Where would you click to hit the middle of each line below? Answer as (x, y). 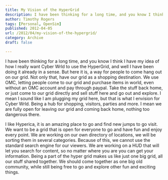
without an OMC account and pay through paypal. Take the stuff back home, (84, 88)
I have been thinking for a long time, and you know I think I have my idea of (82, 61)
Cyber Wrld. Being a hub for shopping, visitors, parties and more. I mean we (83, 104)
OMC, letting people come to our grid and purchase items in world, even (79, 82)
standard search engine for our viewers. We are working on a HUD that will (82, 145)
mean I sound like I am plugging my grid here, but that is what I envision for (82, 98)
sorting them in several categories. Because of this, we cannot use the (78, 140)
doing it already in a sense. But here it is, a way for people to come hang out (83, 72)
